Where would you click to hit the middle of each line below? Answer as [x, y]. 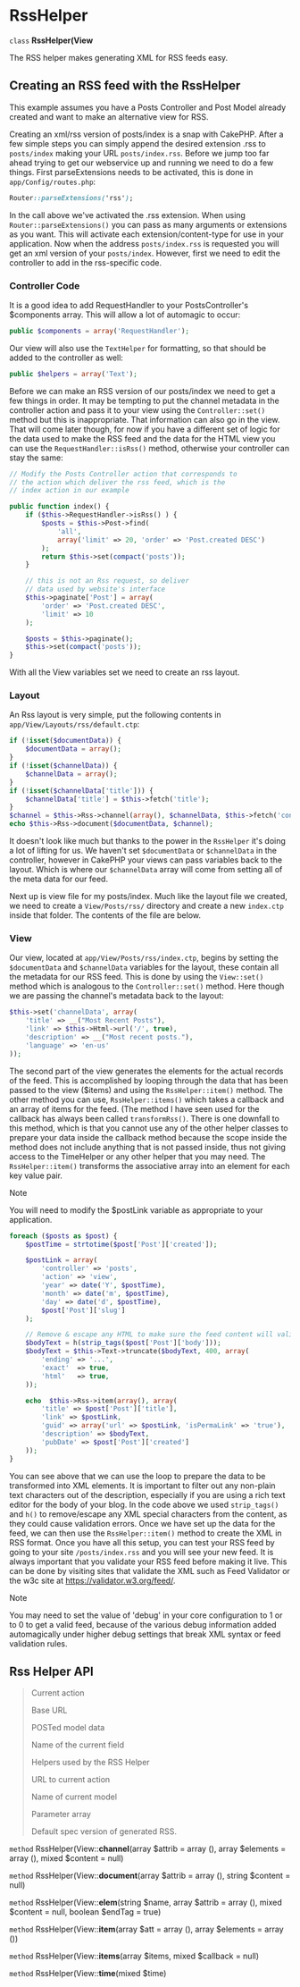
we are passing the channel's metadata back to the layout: [117, 996]
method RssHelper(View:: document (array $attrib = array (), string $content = [150, 1876]
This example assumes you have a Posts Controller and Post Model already [148, 107]
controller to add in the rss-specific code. [86, 262]
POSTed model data [68, 1728]
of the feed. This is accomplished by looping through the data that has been [149, 1080]
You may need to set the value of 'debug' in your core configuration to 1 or [146, 1615]
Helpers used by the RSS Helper [90, 1763]
